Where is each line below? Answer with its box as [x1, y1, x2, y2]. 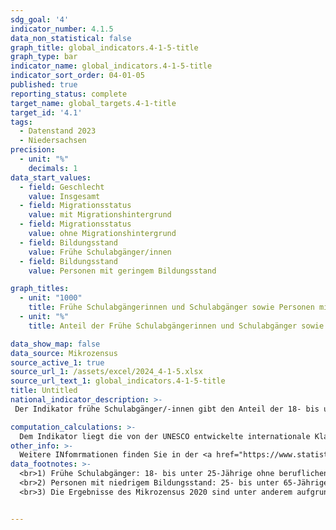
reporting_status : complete [10, 89, 128, 99]
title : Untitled [10, 386, 78, 396]
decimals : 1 [28, 163, 78, 173]
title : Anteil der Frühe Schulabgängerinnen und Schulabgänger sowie [28, 321, 325, 331]
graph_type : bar [10, 52, 78, 62]
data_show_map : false [10, 339, 101, 349]
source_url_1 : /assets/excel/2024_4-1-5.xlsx [10, 367, 203, 377]
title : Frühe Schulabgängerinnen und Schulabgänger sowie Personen [28, 302, 315, 313]
